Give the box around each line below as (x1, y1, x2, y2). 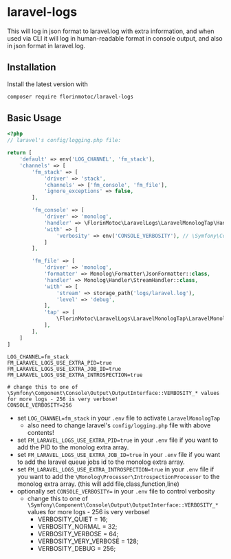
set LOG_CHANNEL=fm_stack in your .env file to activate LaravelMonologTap (16, 414, 221, 422)
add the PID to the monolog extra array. (16, 443, 129, 451)
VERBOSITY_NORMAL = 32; (37, 522, 118, 531)
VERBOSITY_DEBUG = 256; (37, 544, 116, 552)
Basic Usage (7, 112, 62, 124)
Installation (7, 61, 56, 73)
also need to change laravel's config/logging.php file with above (27, 421, 211, 429)
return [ (7, 150, 32, 156)
